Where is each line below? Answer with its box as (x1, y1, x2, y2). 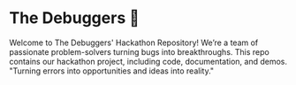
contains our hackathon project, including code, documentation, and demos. (9, 56, 287, 66)
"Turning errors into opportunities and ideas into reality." (9, 66, 215, 76)
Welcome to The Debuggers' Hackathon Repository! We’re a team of (9, 37, 259, 48)
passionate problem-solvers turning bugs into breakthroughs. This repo (9, 46, 269, 57)
